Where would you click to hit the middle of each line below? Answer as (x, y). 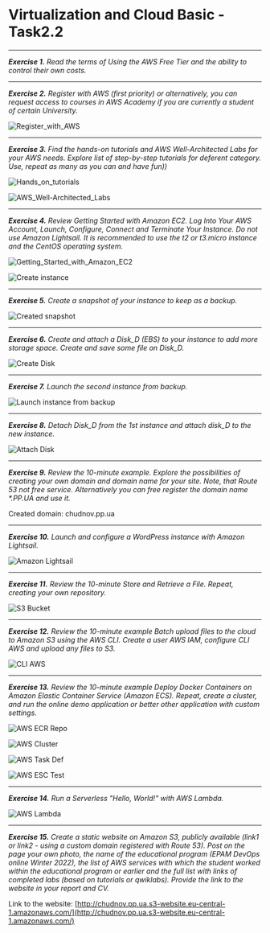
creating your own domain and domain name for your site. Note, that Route (133, 481)
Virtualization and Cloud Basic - (117, 15)
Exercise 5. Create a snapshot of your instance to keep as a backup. (123, 300)
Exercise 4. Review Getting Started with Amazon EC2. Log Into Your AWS (130, 220)
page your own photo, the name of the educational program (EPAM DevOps (134, 853)
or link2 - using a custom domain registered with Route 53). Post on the (127, 845)
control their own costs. (47, 70)
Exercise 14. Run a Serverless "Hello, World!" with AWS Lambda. (116, 798)
